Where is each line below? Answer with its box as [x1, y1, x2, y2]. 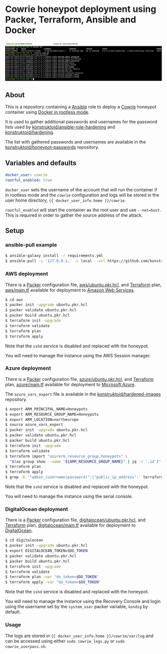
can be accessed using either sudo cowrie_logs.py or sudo [5, 638, 125, 644]
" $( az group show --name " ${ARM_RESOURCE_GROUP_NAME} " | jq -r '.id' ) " [9, 459, 162, 464]
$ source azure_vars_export [5, 422, 64, 427]
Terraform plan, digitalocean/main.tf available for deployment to [5, 522, 136, 528]
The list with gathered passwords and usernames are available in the [5, 139, 146, 145]
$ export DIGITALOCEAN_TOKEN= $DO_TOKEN [5, 548, 88, 554]
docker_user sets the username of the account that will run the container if [5, 186, 158, 192]
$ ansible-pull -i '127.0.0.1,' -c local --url [5, 258, 106, 264]
